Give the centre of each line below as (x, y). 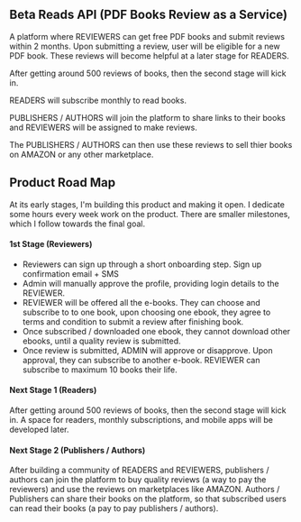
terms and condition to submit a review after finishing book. (133, 321)
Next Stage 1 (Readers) (53, 390)
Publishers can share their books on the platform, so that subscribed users (148, 499)
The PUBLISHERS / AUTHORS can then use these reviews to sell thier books (151, 144)
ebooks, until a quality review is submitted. (102, 341)
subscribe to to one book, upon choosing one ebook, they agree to (146, 312)
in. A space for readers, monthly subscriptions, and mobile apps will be (141, 420)
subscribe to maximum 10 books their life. (100, 370)
